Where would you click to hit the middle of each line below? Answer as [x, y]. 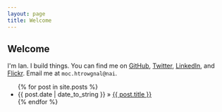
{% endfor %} [38, 102]
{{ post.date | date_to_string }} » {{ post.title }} [85, 94]
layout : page [26, 14]
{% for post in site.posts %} [58, 87]
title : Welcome [30, 20]
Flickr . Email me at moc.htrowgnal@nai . [62, 73]
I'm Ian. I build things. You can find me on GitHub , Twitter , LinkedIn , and [111, 66]
